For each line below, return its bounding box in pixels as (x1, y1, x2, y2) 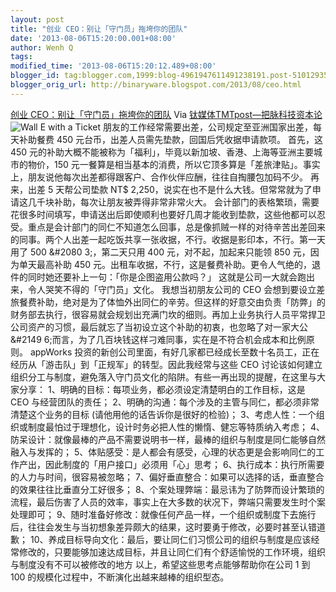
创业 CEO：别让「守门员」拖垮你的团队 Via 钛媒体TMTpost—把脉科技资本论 (10, 108, 323, 120)
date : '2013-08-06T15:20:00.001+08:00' (10, 33, 177, 43)
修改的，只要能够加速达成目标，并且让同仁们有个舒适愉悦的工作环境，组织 (18, 546, 326, 558)
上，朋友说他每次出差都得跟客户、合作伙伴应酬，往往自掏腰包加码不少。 (10, 171, 308, 183)
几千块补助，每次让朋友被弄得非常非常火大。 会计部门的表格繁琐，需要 (27, 196, 320, 208)
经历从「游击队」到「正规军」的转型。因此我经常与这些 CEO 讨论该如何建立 (10, 358, 323, 370)
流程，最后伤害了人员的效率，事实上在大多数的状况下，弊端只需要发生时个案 (10, 496, 326, 508)
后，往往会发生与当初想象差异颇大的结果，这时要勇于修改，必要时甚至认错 (10, 521, 317, 533)
